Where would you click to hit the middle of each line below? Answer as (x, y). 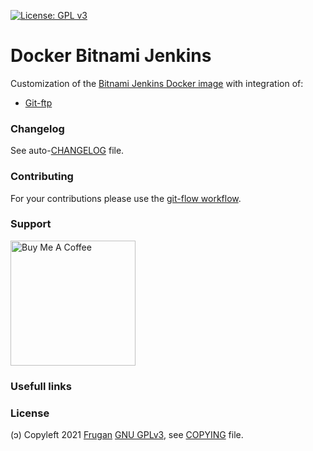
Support (31, 224)
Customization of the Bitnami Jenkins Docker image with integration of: (157, 83)
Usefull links (41, 386)
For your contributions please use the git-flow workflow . (126, 198)
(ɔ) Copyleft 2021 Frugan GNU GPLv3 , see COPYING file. (127, 435)
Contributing (42, 177)
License (30, 413)
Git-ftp (38, 102)
